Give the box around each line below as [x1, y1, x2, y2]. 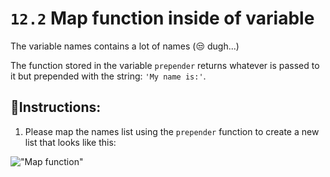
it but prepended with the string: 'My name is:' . [10, 70, 207, 82]
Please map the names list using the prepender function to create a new [24, 125, 320, 137]
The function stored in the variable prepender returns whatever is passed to [10, 59, 320, 71]
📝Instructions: [10, 99, 102, 116]
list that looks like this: [24, 136, 117, 148]
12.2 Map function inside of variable [10, 7, 315, 30]
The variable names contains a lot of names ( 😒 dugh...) [10, 40, 240, 52]
